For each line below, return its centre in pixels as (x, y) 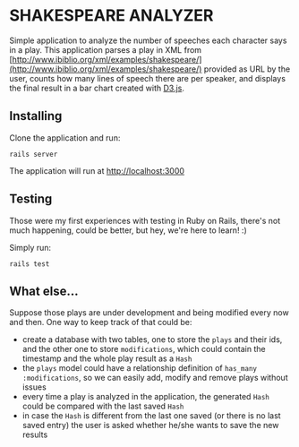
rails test (30, 264)
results (35, 434)
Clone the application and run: (65, 138)
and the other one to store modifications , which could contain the (144, 349)
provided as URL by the (247, 69)
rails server (34, 154)
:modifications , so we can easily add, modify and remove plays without (155, 378)
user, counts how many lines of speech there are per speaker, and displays (148, 78)
